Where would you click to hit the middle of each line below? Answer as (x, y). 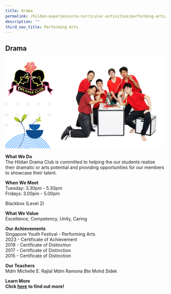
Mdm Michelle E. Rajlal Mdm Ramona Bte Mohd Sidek (61, 271)
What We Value (22, 213)
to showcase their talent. (31, 173)
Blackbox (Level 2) (25, 203)
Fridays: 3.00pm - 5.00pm (33, 193)
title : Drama (19, 11)
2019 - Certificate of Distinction (38, 244)
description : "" (22, 21)
